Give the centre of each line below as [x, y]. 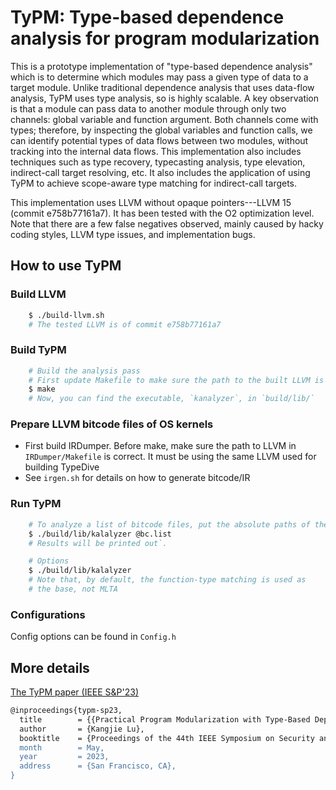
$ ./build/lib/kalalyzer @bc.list [100, 534]
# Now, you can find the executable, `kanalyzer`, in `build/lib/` [171, 399]
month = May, [62, 747]
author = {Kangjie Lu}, [82, 729]
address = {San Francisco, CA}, [98, 766]
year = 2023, [64, 757]
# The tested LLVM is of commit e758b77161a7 [125, 324]
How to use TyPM [66, 266]
